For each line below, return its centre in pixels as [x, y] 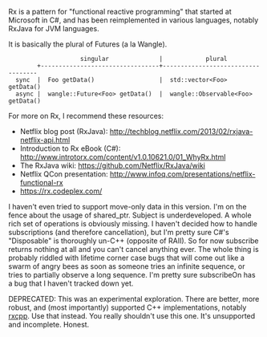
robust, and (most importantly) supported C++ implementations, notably [127, 307]
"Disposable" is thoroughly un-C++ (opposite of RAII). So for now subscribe [133, 241]
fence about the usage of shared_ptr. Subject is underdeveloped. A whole [130, 215]
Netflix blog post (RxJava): [64, 131]
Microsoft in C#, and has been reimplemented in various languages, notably [133, 20]
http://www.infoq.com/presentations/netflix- [182, 174]
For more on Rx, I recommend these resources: [86, 116]
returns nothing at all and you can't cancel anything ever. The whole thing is [133, 249]
